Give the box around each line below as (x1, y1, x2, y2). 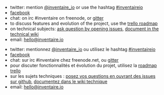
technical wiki (10, 31, 39, 37)
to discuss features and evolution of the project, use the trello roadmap (10, 20, 158, 26)
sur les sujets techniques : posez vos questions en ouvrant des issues (10, 73, 155, 79)
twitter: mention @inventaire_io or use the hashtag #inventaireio (10, 5, 143, 10)
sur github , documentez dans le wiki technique (10, 78, 107, 84)
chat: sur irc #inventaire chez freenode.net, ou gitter (10, 57, 119, 63)
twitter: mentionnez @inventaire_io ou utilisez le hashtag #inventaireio (10, 46, 156, 52)
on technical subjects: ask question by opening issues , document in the (10, 26, 159, 32)
